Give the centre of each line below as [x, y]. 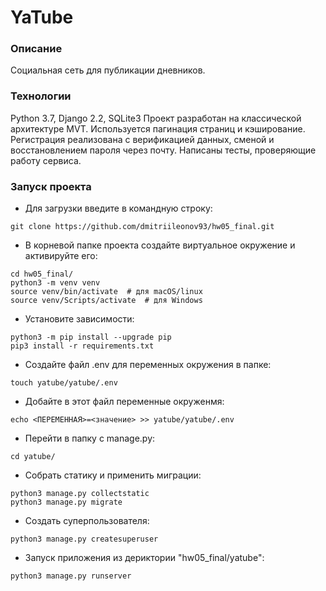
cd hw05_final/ [42, 274]
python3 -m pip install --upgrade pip [91, 337]
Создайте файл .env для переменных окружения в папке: [148, 365]
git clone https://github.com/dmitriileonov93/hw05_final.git [142, 227]
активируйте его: [61, 256]
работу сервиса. [46, 160]
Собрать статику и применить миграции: [113, 475]
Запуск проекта [51, 186]
